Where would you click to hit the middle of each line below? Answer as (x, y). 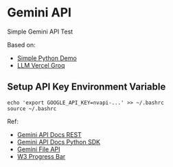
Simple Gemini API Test (40, 31)
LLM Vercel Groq (41, 65)
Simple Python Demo (47, 58)
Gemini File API (38, 149)
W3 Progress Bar (41, 156)
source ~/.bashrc (32, 108)
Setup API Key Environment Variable (86, 87)
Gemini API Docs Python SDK (59, 142)
